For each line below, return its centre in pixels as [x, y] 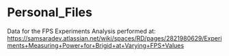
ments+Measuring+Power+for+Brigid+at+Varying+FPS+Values [96, 45]
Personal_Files [50, 12]
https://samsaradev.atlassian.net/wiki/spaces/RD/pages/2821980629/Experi [114, 38]
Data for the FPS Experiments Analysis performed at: [81, 31]
